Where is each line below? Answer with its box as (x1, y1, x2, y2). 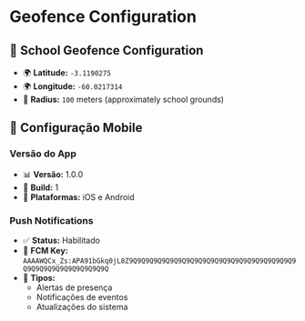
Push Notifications (9, 214, 94, 226)
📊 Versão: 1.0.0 (22, 168, 84, 179)
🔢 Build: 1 (22, 182, 59, 193)
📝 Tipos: (22, 272, 56, 283)
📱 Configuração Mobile (9, 120, 143, 135)
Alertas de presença (36, 282, 113, 293)
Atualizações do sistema (36, 301, 128, 312)
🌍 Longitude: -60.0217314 (22, 81, 123, 92)
